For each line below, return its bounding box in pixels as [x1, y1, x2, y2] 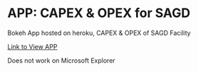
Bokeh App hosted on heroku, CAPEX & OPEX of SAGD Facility [7, 29, 191, 37]
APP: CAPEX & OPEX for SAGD [7, 5, 191, 21]
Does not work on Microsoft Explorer [7, 56, 115, 65]
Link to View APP [7, 42, 58, 51]
